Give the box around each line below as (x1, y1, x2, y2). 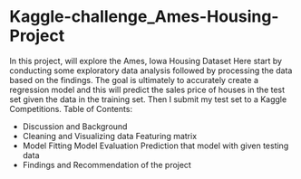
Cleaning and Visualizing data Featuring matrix (22, 130, 198, 141)
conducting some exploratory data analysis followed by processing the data (9, 65, 293, 76)
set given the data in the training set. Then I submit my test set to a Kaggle (9, 93, 287, 105)
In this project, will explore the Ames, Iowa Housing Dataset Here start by (9, 55, 283, 66)
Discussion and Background (22, 120, 128, 132)
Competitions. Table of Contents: (9, 103, 133, 114)
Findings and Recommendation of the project (22, 159, 192, 170)
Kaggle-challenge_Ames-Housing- (9, 6, 279, 27)
